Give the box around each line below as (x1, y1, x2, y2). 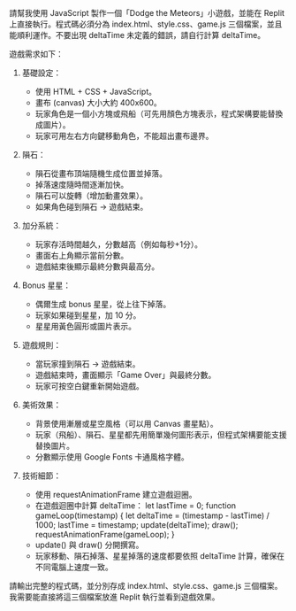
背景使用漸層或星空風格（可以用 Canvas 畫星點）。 (34, 419, 218, 429)
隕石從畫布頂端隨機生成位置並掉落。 (34, 168, 168, 179)
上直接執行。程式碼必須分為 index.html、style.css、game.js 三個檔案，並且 (9, 19, 283, 29)
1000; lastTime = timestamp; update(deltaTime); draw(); (34, 520, 239, 530)
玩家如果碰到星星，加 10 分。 (34, 310, 141, 321)
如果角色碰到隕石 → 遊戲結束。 (34, 202, 148, 212)
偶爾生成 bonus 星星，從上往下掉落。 (34, 299, 171, 309)
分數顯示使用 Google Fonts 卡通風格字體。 (34, 452, 189, 462)
